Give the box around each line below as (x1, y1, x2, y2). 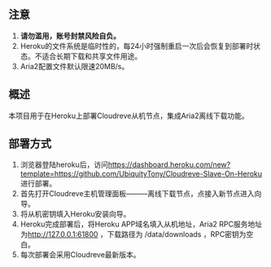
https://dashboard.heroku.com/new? (107, 160, 231, 169)
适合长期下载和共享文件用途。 (42, 51, 142, 61)
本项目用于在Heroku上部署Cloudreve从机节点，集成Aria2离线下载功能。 (8, 111, 250, 120)
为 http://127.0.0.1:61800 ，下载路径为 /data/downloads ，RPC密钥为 (20, 230, 247, 239)
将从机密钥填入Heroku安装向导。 (20, 209, 131, 219)
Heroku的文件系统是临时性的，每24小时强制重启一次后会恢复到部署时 (20, 41, 254, 50)
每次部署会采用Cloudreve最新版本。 (20, 250, 141, 260)
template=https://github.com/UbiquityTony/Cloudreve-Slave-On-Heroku (20, 169, 263, 179)
